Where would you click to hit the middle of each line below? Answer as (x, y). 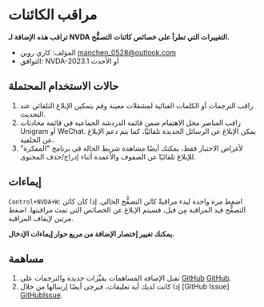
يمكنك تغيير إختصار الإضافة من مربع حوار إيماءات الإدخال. (92, 233)
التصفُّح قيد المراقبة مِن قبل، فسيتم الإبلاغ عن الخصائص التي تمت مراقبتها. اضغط (127, 209)
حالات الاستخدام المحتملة (64, 86)
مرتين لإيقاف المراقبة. (41, 218)
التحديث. (33, 114)
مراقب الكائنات (53, 15)
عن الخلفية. (37, 139)
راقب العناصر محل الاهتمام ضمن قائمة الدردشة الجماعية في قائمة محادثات (130, 123)
